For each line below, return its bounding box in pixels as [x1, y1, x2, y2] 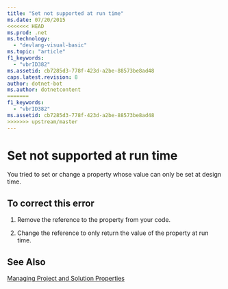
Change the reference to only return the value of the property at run [16, 229, 209, 237]
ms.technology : [7, 36, 51, 42]
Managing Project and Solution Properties [7, 275, 125, 283]
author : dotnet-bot [7, 80, 63, 87]
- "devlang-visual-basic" [13, 42, 88, 49]
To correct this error [7, 197, 94, 209]
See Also [7, 256, 46, 268]
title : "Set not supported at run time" [7, 10, 125, 17]
